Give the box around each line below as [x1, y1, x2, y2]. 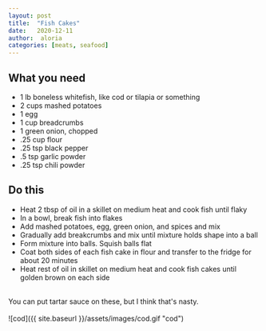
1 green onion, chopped [19, 126, 98, 136]
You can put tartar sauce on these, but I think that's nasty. [8, 297, 199, 306]
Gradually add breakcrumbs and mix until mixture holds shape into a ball [19, 229, 258, 240]
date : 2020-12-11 [8, 26, 73, 34]
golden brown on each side [19, 273, 110, 282]
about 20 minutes [19, 255, 78, 265]
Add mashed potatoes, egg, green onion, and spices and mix [19, 221, 221, 231]
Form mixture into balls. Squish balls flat [19, 238, 152, 248]
